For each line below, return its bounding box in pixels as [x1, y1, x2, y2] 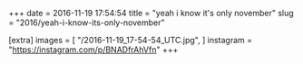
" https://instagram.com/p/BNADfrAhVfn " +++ [8, 44, 179, 55]
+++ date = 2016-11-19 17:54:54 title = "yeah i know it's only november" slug [8, 8, 294, 18]
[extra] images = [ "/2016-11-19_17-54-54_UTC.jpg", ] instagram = [8, 35, 253, 45]
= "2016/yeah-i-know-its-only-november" [8, 17, 165, 28]
